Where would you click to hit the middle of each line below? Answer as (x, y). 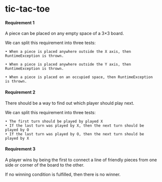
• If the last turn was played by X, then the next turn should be (75, 125)
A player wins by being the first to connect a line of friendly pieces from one (81, 160)
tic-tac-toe (27, 9)
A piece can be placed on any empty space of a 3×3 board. (65, 33)
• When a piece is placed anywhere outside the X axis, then (68, 52)
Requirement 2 (20, 92)
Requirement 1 (20, 22)
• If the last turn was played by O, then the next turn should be (75, 134)
